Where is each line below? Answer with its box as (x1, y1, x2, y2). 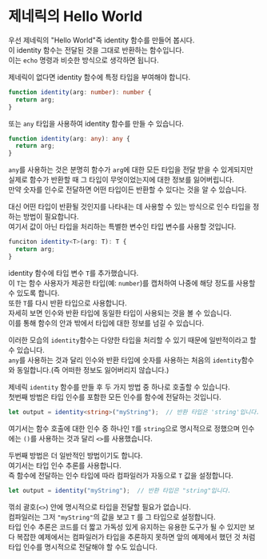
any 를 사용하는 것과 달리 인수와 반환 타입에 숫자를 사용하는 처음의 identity (8, 355, 241, 365)
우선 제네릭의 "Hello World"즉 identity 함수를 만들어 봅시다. (8, 35, 195, 45)
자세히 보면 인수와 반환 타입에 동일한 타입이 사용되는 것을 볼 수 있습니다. (8, 308, 232, 317)
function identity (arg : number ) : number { (8, 88, 152, 96)
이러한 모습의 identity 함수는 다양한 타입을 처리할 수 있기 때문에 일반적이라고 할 (8, 335, 257, 345)
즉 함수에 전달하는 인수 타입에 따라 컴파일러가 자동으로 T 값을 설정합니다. (8, 470, 233, 480)
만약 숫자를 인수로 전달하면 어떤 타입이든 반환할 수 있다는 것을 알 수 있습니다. (8, 185, 247, 194)
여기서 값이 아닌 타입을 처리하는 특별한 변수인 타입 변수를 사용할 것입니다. (8, 222, 237, 232)
